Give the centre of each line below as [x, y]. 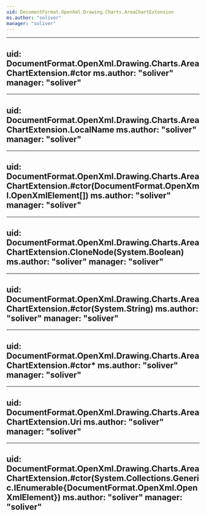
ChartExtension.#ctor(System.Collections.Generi [103, 478]
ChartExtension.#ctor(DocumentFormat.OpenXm [103, 186]
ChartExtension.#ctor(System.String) [80, 309]
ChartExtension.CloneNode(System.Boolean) [95, 252]
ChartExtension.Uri [44, 422]
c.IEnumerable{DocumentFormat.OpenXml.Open [102, 488]
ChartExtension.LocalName [60, 129]
